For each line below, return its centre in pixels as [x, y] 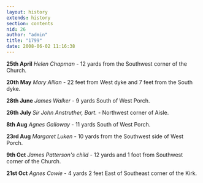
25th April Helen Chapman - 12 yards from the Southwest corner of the [97, 64]
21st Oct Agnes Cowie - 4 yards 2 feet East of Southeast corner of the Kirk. [102, 173]
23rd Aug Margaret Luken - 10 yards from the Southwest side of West [95, 136]
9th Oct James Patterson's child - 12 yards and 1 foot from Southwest [95, 155]
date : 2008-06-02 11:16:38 [41, 47]
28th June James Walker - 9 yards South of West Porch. [78, 100]
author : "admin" [27, 35]
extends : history [29, 18]
